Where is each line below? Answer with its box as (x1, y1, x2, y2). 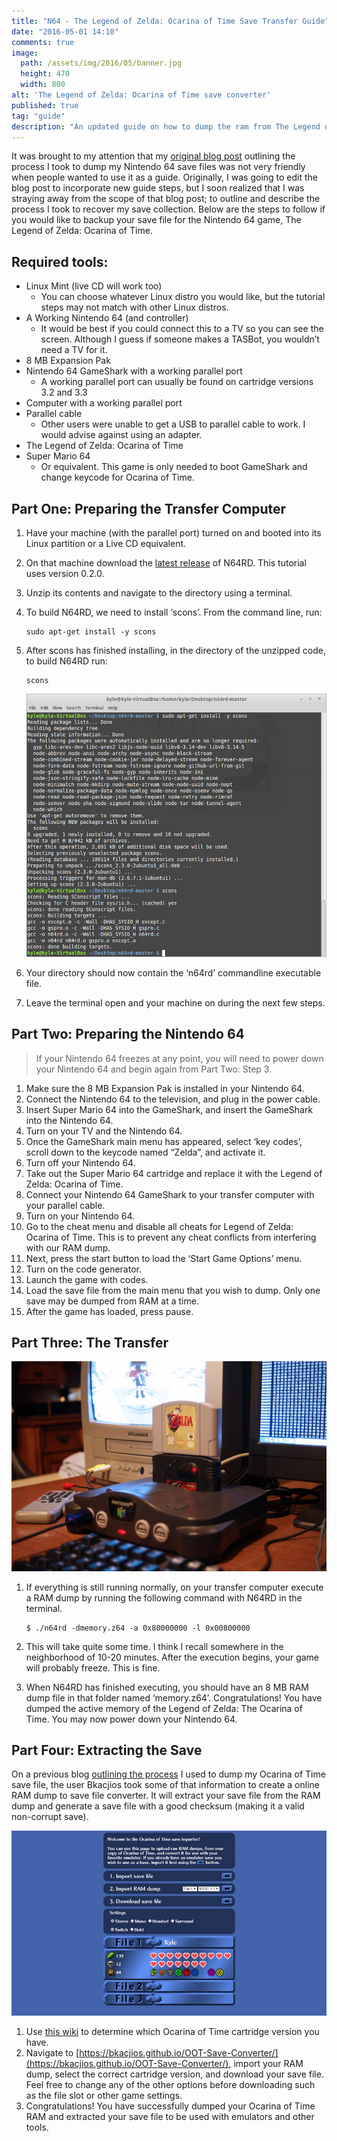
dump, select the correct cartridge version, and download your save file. (25, 2068, 324, 2080)
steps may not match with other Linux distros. (40, 301, 229, 314)
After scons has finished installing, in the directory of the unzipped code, (25, 645, 326, 656)
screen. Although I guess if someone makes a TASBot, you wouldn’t (40, 333, 320, 345)
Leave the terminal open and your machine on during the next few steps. (25, 996, 326, 1009)
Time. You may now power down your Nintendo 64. (25, 1713, 238, 1725)
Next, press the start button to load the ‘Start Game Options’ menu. (25, 1252, 303, 1264)
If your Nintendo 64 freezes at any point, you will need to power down (35, 1052, 324, 1064)
